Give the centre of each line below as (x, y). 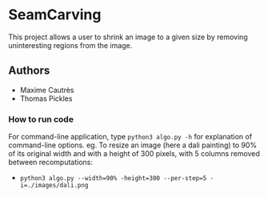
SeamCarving (55, 15)
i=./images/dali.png (54, 186)
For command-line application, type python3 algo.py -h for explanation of (130, 137)
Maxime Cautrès (47, 90)
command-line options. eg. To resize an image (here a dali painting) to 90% (133, 145)
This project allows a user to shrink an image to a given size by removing (128, 37)
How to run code (41, 119)
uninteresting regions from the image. (70, 45)
